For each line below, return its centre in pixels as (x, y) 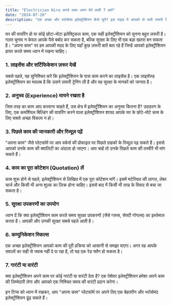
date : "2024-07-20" (26, 15)
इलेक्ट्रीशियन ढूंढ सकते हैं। (27, 298)
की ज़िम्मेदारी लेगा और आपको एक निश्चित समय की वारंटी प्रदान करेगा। (62, 282)
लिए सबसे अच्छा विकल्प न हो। (30, 118)
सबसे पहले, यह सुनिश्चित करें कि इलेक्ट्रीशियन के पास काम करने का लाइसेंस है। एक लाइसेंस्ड (80, 76)
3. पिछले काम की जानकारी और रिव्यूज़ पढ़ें (44, 132)
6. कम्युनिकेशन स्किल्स (27, 234)
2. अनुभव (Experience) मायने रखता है (45, 95)
